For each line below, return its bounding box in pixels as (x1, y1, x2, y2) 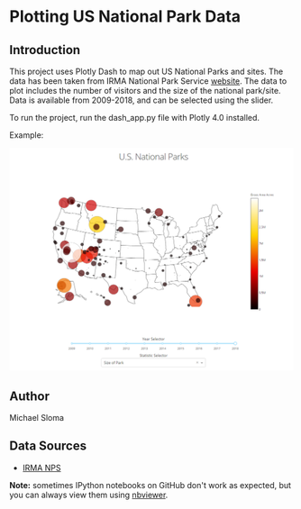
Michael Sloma (9, 413, 65, 423)
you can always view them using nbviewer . (9, 489, 169, 500)
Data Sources (9, 439, 87, 454)
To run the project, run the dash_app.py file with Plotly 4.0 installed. (9, 113, 260, 123)
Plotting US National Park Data (9, 6, 242, 27)
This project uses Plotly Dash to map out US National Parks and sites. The (9, 66, 284, 77)
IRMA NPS (22, 462, 61, 473)
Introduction (9, 42, 81, 58)
